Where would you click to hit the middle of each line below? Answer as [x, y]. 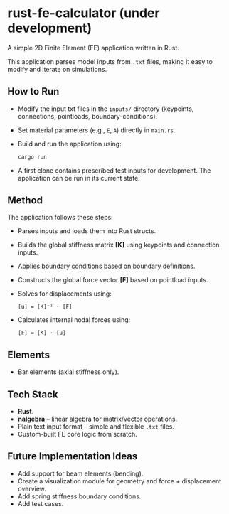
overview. [32, 488]
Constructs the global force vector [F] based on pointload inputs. [113, 280]
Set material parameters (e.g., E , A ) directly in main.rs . [96, 130]
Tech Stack [33, 394]
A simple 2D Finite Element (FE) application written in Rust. [94, 48]
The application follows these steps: [60, 218]
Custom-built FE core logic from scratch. [77, 434]
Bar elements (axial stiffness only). [68, 372]
